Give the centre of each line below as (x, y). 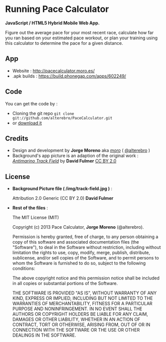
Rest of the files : (30, 208)
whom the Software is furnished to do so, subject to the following (79, 263)
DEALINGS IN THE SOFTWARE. (44, 335)
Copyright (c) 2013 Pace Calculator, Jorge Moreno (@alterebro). (78, 227)
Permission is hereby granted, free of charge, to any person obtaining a (85, 237)
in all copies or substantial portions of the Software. (65, 283)
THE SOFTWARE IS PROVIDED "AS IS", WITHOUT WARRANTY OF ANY (84, 293)
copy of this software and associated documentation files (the (76, 242)
